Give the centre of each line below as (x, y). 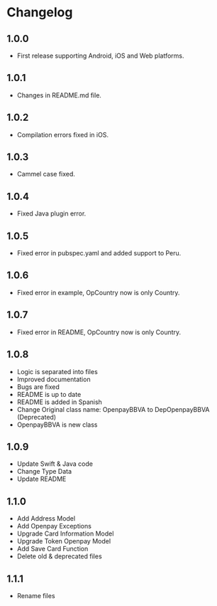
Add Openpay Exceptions (54, 526)
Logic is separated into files (57, 371)
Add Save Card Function (52, 549)
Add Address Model (46, 519)
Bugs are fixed (38, 387)
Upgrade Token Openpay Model (64, 541)
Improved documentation (54, 379)
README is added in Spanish (59, 402)
